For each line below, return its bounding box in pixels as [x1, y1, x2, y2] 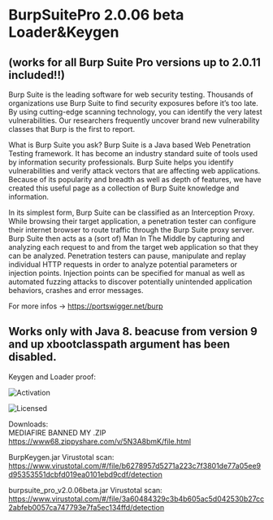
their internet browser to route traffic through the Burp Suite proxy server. [8, 225, 254, 234]
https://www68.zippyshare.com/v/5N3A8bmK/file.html [8, 436, 192, 446]
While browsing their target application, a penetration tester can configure [8, 216, 257, 225]
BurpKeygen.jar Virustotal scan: [8, 452, 115, 461]
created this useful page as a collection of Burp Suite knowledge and [8, 183, 240, 193]
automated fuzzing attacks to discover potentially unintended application [8, 277, 253, 286]
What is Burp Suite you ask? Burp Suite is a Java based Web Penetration [8, 140, 251, 150]
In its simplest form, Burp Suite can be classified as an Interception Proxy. [8, 208, 255, 217]
